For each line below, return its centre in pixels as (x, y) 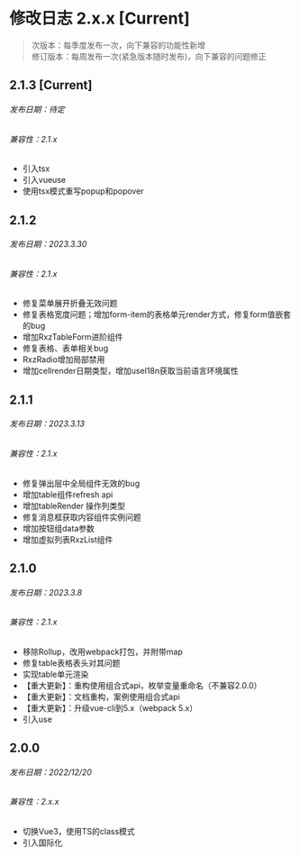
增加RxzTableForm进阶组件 (73, 337)
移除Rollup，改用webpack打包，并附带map (102, 651)
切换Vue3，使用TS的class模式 (78, 831)
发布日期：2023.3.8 (46, 592)
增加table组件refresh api (68, 494)
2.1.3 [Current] (51, 85)
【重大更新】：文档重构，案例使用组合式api (101, 697)
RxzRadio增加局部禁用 (64, 360)
